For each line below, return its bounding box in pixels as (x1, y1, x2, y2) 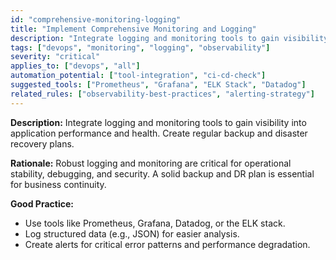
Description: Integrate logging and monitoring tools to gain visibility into (10, 116, 307, 128)
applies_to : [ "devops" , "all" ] (10, 61, 141, 71)
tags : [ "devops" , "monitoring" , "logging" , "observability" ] (10, 42, 271, 53)
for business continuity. (10, 178, 107, 190)
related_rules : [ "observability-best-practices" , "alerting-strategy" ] (10, 89, 315, 99)
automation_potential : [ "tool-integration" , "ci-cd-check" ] (10, 71, 267, 81)
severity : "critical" (10, 52, 101, 62)
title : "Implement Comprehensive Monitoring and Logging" (10, 24, 257, 34)
